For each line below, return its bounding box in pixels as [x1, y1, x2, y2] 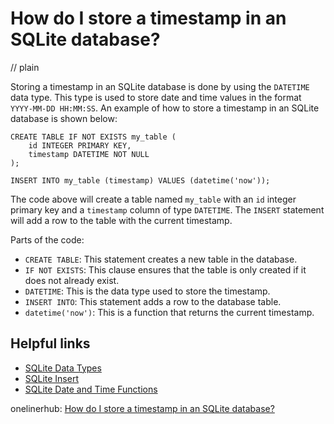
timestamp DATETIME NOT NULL [28, 149, 150, 159]
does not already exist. [24, 274, 120, 286]
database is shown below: [10, 112, 118, 124]
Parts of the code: [10, 233, 85, 246]
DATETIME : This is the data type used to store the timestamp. [24, 285, 271, 297]
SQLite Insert [24, 372, 79, 384]
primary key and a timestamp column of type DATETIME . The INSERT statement [10, 203, 325, 216]
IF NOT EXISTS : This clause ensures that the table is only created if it [24, 263, 307, 276]
